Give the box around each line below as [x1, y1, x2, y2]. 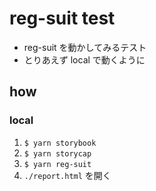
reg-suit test [9, 7, 116, 30]
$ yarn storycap [23, 148, 92, 159]
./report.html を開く [23, 169, 112, 181]
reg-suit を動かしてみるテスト [23, 41, 147, 53]
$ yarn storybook [23, 138, 97, 148]
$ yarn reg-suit [23, 159, 92, 169]
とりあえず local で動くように [23, 53, 146, 66]
